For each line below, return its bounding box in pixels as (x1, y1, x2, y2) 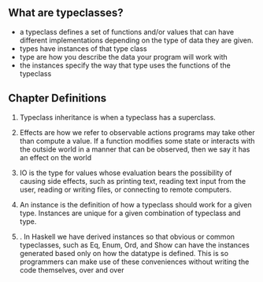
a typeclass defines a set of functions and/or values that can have (19, 27, 235, 36)
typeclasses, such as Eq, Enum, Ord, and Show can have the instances (19, 240, 250, 250)
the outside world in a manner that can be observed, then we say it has (19, 145, 250, 154)
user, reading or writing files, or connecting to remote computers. (19, 185, 232, 194)
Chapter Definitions (8, 92, 107, 105)
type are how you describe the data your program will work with (19, 52, 228, 61)
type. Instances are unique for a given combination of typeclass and (19, 208, 241, 218)
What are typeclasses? (8, 6, 124, 20)
